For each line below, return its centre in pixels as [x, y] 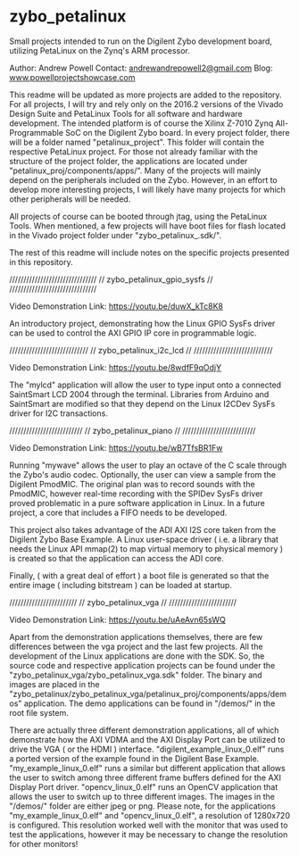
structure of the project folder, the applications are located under [129, 161]
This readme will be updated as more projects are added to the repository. [146, 95]
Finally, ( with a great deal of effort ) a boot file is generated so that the [139, 575]
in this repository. [41, 262]
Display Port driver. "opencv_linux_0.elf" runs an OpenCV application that [144, 786]
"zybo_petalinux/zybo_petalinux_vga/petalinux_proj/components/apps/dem [148, 694]
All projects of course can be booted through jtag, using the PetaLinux [138, 216]
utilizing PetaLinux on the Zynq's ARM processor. [100, 50]
